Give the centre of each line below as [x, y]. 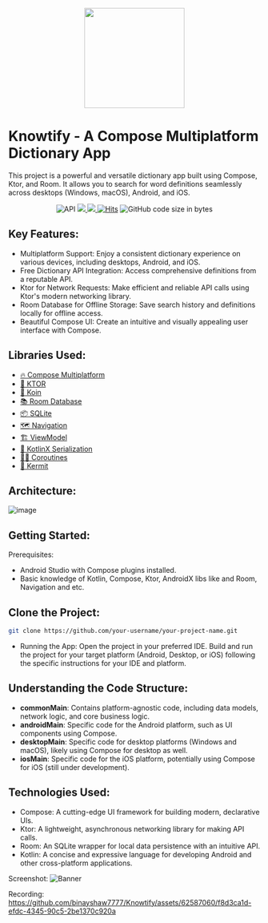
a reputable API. [46, 279]
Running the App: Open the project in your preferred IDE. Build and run [136, 646]
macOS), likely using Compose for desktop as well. [104, 750]
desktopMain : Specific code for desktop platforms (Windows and [128, 742]
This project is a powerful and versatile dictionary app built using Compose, [133, 175]
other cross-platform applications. [76, 863]
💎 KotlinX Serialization [56, 449]
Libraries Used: [47, 355]
